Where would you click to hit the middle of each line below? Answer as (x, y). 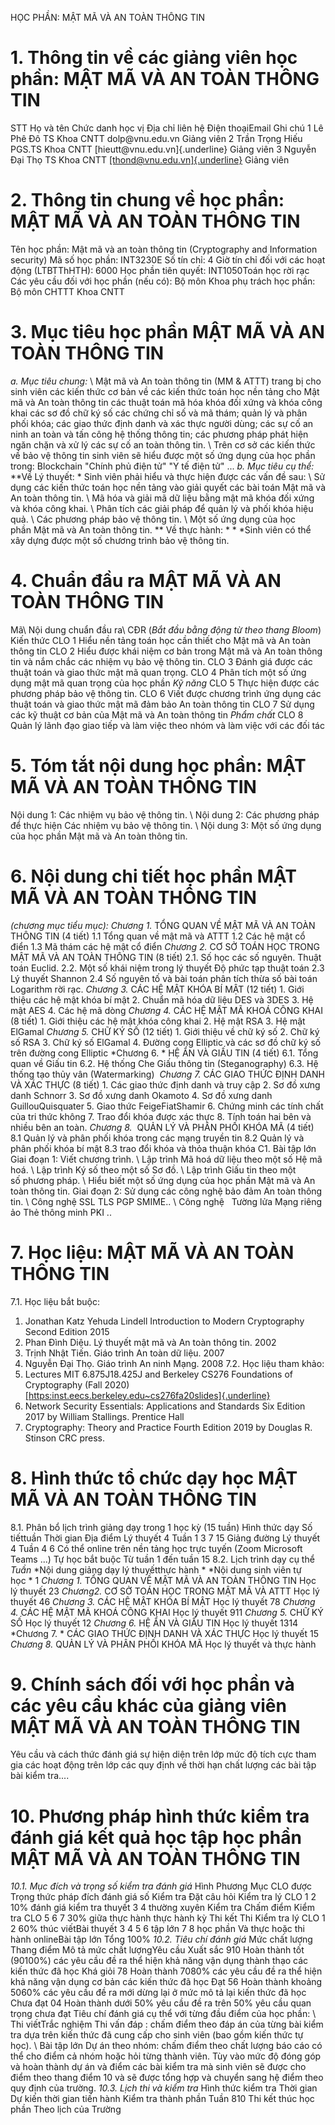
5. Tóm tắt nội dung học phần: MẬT (158, 765)
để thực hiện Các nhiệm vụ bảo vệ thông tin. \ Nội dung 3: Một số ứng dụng (166, 825)
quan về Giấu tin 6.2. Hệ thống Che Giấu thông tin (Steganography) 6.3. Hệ (164, 1063)
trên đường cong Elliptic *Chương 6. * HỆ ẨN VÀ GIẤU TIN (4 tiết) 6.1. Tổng (164, 1053)
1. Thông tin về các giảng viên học (154, 58)
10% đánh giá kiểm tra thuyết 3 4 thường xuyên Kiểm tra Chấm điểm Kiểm (162, 1908)
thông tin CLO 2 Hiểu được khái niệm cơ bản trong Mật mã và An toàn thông (166, 651)
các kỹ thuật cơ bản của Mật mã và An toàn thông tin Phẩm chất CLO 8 (157, 714)
